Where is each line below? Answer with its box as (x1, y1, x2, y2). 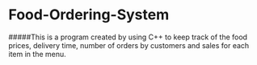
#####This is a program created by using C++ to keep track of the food (8, 32, 248, 42)
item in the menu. (8, 49, 66, 59)
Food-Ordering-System (8, 6, 170, 24)
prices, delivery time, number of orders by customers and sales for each (8, 40, 250, 50)
